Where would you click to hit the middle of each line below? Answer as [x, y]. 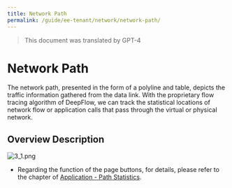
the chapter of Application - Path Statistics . [79, 177]
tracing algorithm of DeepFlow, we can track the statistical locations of [109, 103]
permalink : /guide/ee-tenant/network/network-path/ [84, 20]
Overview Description [56, 139]
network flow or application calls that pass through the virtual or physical [113, 110]
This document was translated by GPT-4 [82, 40]
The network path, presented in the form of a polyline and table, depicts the [116, 87]
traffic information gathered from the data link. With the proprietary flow [111, 95]
